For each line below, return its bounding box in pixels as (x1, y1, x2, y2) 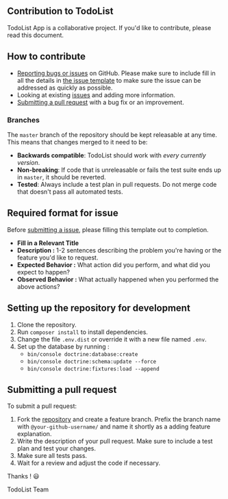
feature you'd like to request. (16, 253, 99, 261)
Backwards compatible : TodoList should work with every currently (16, 151, 207, 159)
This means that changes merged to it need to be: (7, 138, 148, 146)
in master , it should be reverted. (16, 172, 106, 181)
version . (16, 158, 40, 166)
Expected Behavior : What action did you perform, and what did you (16, 260, 211, 269)
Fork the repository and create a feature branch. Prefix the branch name (16, 415, 221, 424)
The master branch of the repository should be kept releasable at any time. (7, 130, 218, 139)
